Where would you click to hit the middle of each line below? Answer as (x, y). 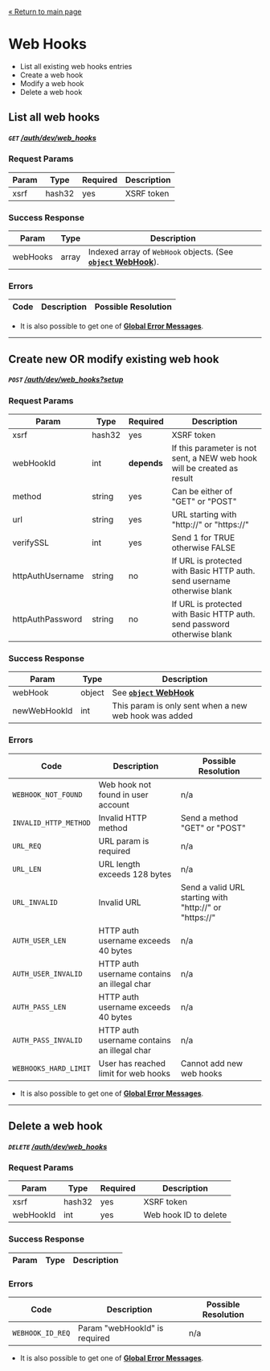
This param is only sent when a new (180, 706)
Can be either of (202, 491)
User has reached (132, 1063)
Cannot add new (212, 1063)
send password (201, 624)
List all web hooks (54, 117)
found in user (123, 795)
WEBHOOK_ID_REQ (41, 1333)
